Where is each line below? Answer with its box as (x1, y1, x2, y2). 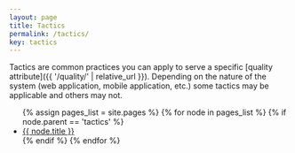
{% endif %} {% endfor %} (21, 135, 121, 146)
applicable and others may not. (9, 90, 123, 101)
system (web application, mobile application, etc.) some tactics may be (9, 80, 269, 91)
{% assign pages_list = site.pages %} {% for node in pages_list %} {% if (21, 107, 287, 118)
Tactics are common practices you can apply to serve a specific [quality (9, 62, 274, 73)
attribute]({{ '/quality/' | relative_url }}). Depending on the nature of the (9, 72, 267, 82)
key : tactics (9, 37, 58, 47)
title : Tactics (9, 21, 66, 30)
